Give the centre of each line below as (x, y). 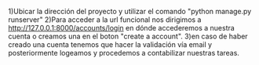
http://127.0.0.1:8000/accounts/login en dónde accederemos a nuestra (122, 28)
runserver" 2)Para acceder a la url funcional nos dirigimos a (105, 20)
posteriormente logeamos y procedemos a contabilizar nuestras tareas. (124, 53)
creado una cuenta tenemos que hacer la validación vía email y (110, 45)
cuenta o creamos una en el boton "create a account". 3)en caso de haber (128, 36)
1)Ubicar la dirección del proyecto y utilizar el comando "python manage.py (130, 11)
